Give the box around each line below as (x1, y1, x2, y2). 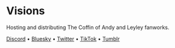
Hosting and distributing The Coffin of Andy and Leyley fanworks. (6, 24, 170, 31)
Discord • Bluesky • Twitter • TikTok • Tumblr (6, 35, 120, 42)
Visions (6, 4, 45, 18)
